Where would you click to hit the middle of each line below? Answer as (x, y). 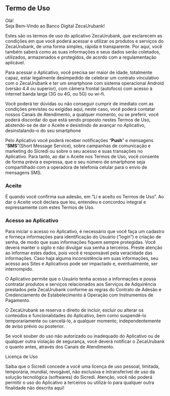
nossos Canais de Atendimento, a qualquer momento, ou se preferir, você (82, 114)
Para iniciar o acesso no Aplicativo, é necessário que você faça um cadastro (85, 232)
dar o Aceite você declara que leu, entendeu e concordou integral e (76, 202)
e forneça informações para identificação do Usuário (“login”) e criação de (83, 237)
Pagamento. (18, 300)
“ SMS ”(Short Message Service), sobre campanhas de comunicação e (78, 146)
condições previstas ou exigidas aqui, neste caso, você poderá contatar (80, 109)
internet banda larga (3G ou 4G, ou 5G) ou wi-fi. (55, 94)
